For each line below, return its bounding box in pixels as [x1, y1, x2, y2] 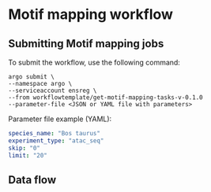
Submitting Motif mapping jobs [8, 37, 164, 50]
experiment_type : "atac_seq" [8, 136, 104, 145]
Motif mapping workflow [8, 6, 174, 24]
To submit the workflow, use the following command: [8, 57, 180, 67]
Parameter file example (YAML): [8, 114, 112, 124]
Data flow [8, 173, 57, 186]
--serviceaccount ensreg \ [8, 87, 97, 94]
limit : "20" [8, 151, 47, 159]
